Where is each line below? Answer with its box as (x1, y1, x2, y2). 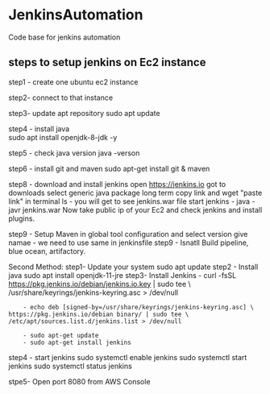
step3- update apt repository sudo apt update (8, 108, 160, 118)
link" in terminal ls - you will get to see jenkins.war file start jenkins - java (8, 196, 251, 206)
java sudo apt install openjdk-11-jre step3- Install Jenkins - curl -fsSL (8, 270, 237, 280)
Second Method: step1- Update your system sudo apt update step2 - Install (8, 262, 259, 272)
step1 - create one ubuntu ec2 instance (8, 77, 139, 86)
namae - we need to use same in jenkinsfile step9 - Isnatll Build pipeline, (8, 238, 249, 247)
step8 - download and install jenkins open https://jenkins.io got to (8, 179, 226, 189)
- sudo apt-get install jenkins (23, 338, 131, 346)
